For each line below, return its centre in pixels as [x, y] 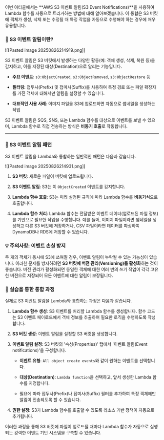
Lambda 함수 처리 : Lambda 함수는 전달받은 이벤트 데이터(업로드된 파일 [80, 213]
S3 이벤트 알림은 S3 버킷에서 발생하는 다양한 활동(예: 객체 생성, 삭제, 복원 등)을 [80, 61]
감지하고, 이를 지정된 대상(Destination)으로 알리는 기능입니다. [63, 66]
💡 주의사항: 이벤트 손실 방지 [35, 246]
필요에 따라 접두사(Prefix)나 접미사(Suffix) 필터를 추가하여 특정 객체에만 [88, 394]
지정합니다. [39, 383]
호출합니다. [23, 203]
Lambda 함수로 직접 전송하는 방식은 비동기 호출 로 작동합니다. [70, 126]
